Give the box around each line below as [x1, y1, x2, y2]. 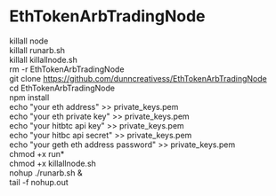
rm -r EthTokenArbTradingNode [9, 64, 125, 74]
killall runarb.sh [9, 44, 65, 55]
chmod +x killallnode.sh [9, 158, 96, 169]
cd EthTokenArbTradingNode [9, 82, 116, 93]
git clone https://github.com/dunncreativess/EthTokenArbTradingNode [9, 73, 267, 83]
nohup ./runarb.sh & [9, 167, 83, 178]
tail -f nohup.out [9, 176, 69, 187]
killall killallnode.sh [9, 54, 78, 65]
